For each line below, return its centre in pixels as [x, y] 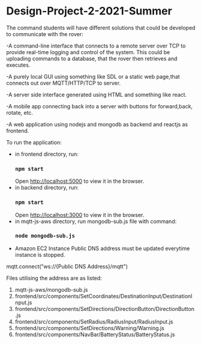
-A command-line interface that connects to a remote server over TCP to [96, 46]
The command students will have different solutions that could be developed [101, 28]
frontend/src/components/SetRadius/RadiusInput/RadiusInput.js [94, 321]
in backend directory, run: [47, 188]
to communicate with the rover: [45, 34]
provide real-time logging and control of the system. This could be [88, 52]
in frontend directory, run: [47, 154]
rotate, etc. [20, 112]
